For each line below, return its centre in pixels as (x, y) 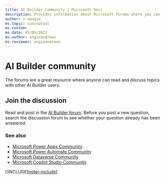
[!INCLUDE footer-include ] (31, 172)
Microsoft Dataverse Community (45, 157)
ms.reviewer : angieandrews (33, 42)
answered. (16, 123)
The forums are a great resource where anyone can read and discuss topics (82, 80)
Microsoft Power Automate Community (52, 151)
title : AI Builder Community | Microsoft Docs (54, 10)
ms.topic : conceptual (27, 23)
